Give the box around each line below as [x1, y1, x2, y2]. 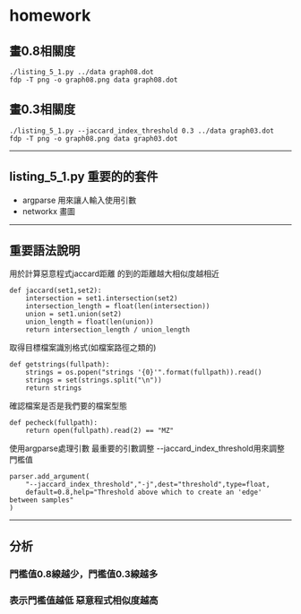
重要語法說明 [9, 243, 81, 258]
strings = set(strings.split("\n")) [25, 376, 163, 385]
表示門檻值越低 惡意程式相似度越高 [9, 593, 159, 606]
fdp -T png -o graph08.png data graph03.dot [9, 134, 178, 143]
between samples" [9, 496, 74, 505]
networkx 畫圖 [21, 205, 76, 216]
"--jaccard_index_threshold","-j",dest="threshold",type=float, [25, 480, 271, 489]
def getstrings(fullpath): [9, 360, 110, 369]
